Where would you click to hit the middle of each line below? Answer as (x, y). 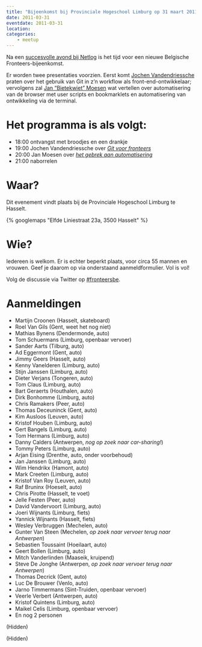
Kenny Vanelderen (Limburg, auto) (57, 365)
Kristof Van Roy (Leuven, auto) (53, 481)
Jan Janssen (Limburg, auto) (50, 461)
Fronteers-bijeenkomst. (35, 63)
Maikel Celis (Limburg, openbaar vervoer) (66, 608)
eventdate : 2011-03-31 (35, 23)
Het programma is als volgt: (77, 125)
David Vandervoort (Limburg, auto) (58, 506)
